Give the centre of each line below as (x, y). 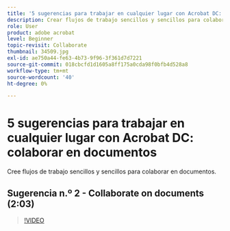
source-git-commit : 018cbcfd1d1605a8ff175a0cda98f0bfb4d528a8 (98, 64)
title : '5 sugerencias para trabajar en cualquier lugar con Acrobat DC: (115, 13)
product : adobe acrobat (41, 33)
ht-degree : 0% (27, 84)
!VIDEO (34, 220)
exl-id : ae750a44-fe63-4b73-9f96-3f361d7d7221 (75, 58)
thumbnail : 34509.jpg (38, 52)
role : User (23, 26)
